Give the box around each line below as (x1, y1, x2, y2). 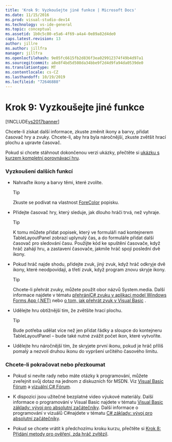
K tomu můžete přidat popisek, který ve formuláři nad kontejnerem (12, 229, 154, 235)
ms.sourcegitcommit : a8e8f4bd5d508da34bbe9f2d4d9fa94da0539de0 (5, 60, 144, 65)
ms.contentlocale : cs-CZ (5, 70, 59, 75)
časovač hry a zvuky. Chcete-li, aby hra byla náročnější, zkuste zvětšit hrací (5, 134, 166, 140)
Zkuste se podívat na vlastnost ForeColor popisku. (12, 199, 120, 205)
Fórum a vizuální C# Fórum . (12, 384, 71, 390)
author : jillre (5, 41, 38, 46)
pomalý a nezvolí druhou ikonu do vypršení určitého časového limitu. (12, 348, 159, 354)
